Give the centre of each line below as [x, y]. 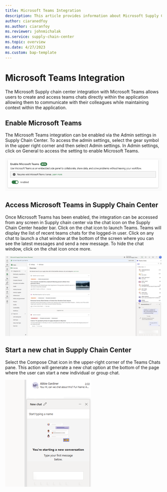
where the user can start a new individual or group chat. [63, 372]
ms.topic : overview [25, 42]
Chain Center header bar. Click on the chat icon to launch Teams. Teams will [83, 228]
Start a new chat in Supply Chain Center [68, 350]
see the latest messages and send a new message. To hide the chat [75, 244]
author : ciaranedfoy [27, 21]
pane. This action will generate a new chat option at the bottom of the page [82, 367]
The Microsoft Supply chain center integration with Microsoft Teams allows [82, 92]
